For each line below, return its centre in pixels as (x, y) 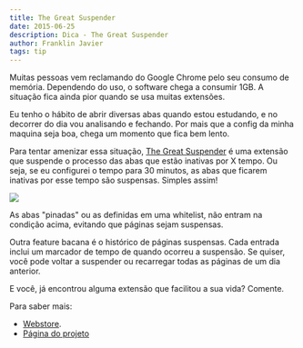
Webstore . (42, 324)
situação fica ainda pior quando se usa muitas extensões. (117, 97)
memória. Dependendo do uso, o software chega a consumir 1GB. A (136, 87)
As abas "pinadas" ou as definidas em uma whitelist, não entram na (136, 215)
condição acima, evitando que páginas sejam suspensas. (116, 224)
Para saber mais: (41, 306)
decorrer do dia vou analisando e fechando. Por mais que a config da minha (151, 124)
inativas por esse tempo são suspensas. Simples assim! (114, 180)
